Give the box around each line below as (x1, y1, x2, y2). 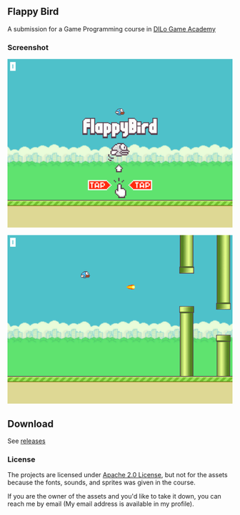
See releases (7, 437, 46, 445)
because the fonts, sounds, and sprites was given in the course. (7, 478, 196, 487)
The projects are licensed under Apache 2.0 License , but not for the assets (7, 471, 228, 479)
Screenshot (7, 42, 49, 52)
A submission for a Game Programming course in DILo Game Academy (7, 24, 216, 33)
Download (7, 417, 54, 430)
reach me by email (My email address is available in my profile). (7, 499, 194, 509)
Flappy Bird (7, 6, 59, 18)
